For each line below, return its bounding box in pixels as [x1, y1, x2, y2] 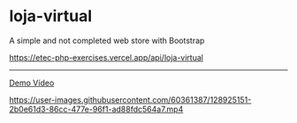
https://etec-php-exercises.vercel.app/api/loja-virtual [9, 52, 203, 62]
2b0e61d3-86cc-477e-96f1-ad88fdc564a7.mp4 [9, 104, 184, 114]
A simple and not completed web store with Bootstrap [9, 35, 205, 46]
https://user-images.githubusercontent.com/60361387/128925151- [9, 94, 252, 105]
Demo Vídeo [9, 77, 55, 88]
